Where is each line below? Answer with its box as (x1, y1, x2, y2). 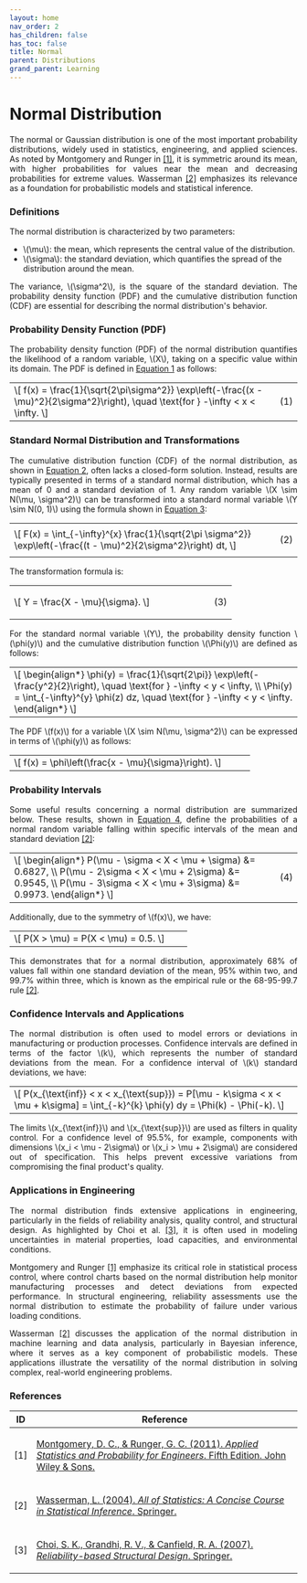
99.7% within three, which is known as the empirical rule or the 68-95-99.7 (9, 975, 298, 985)
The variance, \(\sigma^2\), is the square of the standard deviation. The (9, 281, 298, 292)
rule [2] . (9, 984, 39, 995)
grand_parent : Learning (9, 65, 101, 74)
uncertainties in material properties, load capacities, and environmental (9, 1234, 298, 1245)
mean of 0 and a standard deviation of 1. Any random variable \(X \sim (9, 483, 298, 494)
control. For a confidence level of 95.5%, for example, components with (9, 1132, 298, 1143)
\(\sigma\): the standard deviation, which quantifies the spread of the (22, 253, 282, 265)
